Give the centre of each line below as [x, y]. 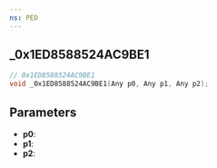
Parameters [43, 112]
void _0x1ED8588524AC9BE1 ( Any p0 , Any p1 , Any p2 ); [109, 84]
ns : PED [24, 18]
